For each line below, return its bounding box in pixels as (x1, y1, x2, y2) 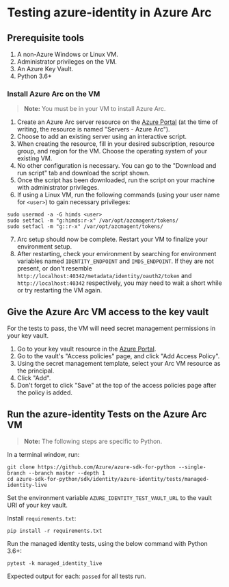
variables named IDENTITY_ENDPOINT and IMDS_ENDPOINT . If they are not (16, 257, 214, 265)
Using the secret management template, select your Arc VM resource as (16, 360, 221, 368)
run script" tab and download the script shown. (16, 169, 150, 177)
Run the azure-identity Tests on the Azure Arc (7, 408, 207, 420)
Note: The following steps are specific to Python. (23, 437, 163, 445)
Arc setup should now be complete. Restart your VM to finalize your (16, 235, 208, 244)
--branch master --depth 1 (28, 469, 106, 477)
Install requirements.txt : (7, 514, 77, 522)
